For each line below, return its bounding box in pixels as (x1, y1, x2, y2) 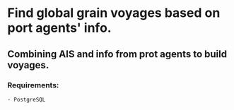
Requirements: (7, 80, 59, 90)
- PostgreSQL (7, 96, 46, 103)
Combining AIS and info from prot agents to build (7, 48, 228, 60)
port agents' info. (7, 20, 112, 36)
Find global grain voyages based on (7, 5, 221, 21)
